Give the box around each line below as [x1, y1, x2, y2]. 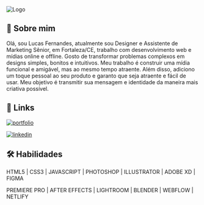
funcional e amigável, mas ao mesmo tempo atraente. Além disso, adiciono [6, 65, 195, 73]
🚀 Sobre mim [6, 23, 56, 34]
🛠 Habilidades [6, 149, 63, 160]
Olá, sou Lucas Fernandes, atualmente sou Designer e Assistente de [6, 40, 178, 47]
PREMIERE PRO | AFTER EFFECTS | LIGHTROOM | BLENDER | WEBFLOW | [6, 187, 194, 194]
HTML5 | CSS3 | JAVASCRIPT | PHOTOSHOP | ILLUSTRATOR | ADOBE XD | [6, 168, 195, 176]
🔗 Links [6, 103, 35, 113]
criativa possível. [6, 85, 49, 92]
